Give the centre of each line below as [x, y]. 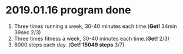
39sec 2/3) [27, 32]
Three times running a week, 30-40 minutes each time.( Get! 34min [95, 26]
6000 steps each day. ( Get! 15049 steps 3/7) [69, 45]
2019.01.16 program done [68, 10]
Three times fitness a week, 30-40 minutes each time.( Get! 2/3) [92, 38]
